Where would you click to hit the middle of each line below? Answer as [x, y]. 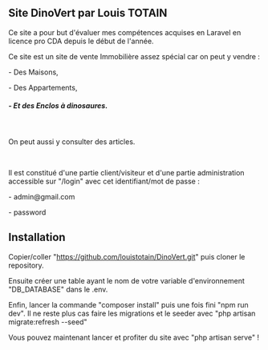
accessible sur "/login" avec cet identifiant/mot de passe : [104, 181]
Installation [37, 237]
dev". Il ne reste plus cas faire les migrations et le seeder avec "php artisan [132, 313]
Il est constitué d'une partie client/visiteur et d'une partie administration [126, 172]
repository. [26, 265]
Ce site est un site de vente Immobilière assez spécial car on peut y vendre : [134, 56]
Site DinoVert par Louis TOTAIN [88, 13]
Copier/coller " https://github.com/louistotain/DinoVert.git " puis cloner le [127, 256]
